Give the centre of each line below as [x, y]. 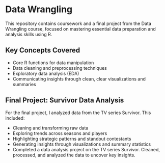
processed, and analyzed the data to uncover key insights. [74, 155]
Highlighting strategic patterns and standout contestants [72, 139]
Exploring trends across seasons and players [60, 133]
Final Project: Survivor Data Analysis [65, 100]
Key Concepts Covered [43, 50]
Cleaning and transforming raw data [50, 128]
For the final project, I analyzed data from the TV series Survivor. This [78, 113]
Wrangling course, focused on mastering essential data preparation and [81, 29]
